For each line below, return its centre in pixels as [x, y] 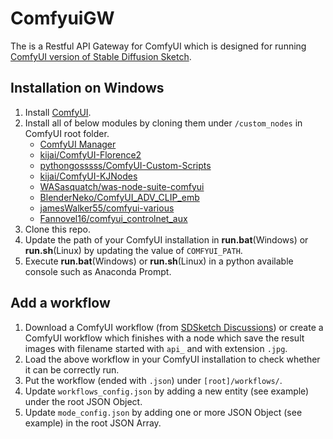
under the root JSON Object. [83, 401]
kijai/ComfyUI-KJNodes [88, 176]
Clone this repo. [57, 229]
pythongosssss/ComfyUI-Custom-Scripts [125, 165]
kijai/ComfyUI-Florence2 [90, 154]
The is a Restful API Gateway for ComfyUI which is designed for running [158, 46]
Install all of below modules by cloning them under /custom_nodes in [163, 123]
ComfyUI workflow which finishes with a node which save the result [164, 338]
